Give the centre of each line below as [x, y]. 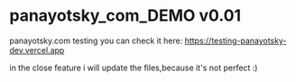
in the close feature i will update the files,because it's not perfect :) [134, 68]
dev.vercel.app [37, 50]
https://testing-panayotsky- [236, 41]
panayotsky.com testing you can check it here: [96, 41]
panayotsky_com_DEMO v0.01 [125, 16]
